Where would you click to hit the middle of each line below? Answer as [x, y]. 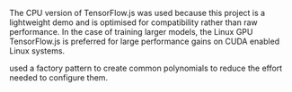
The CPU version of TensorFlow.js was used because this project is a [137, 13]
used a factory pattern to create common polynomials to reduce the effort [146, 68]
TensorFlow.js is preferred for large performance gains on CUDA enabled [145, 41]
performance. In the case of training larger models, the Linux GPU [131, 32]
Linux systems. [37, 51]
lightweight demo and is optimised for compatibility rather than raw [133, 22]
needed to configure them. [59, 78]
